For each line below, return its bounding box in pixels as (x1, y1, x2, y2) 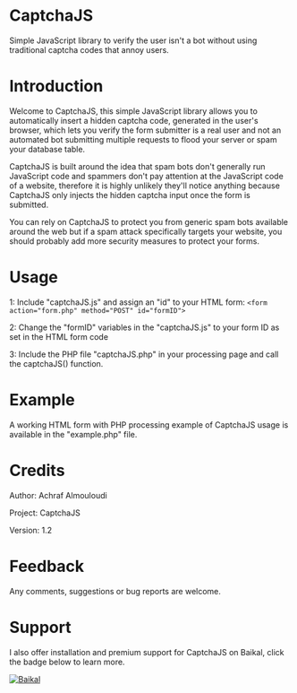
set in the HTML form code (9, 331, 109, 342)
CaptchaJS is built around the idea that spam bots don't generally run (9, 160, 266, 171)
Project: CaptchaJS (9, 507, 81, 518)
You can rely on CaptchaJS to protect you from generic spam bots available (9, 216, 289, 227)
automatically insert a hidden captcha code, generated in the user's (9, 115, 259, 126)
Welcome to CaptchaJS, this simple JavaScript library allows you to (9, 105, 258, 117)
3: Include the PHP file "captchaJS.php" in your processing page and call (9, 349, 279, 359)
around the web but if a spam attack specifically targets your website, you (9, 226, 283, 237)
